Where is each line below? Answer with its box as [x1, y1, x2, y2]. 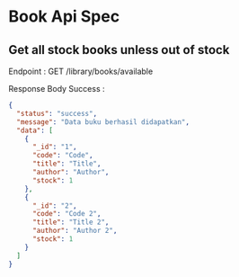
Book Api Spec [8, 6, 120, 27]
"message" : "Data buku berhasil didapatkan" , [16, 117, 190, 127]
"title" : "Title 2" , [31, 218, 110, 227]
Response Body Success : [8, 84, 105, 94]
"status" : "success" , [16, 109, 98, 118]
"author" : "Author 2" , [31, 227, 118, 236]
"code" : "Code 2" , [31, 210, 102, 219]
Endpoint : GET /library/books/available [8, 66, 154, 76]
